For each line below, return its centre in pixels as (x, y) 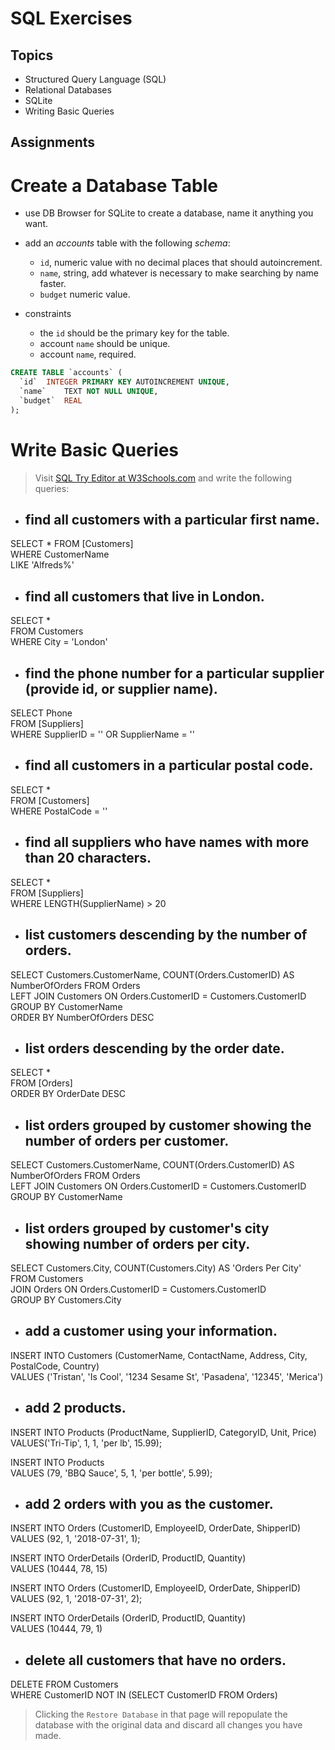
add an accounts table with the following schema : (127, 243)
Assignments (53, 142)
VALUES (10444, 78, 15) (59, 1569)
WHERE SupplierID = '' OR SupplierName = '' (103, 734)
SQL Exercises (71, 18)
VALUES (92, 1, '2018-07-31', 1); (75, 1539)
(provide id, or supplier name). (121, 688)
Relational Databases (68, 90)
